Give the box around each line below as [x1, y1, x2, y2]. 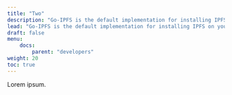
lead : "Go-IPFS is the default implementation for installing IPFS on [7, 23, 215, 30]
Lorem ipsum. [7, 80, 46, 88]
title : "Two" [7, 10, 45, 17]
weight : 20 [7, 55, 39, 62]
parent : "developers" [32, 49, 95, 56]
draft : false [7, 29, 45, 36]
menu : [7, 36, 23, 43]
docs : [19, 42, 36, 49]
